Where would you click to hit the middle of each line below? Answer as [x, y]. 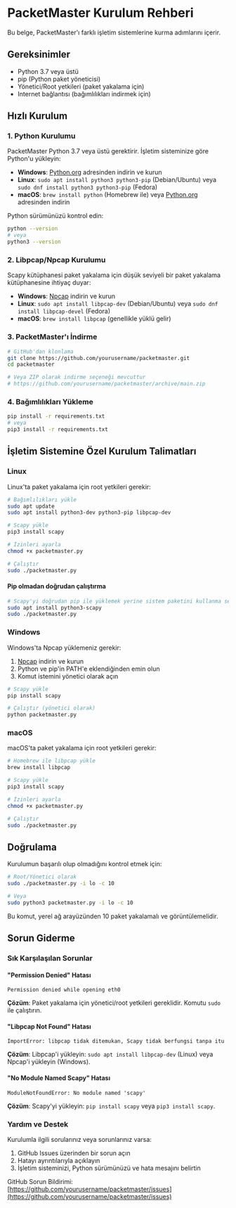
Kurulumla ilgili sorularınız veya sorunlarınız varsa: [80, 1139]
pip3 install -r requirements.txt [58, 430]
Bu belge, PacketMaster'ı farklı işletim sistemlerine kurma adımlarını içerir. [114, 32]
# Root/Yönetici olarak [42, 877]
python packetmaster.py [42, 715]
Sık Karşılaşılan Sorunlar [50, 958]
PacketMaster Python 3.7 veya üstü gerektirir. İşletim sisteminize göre [108, 151]
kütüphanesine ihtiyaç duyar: [49, 283]
